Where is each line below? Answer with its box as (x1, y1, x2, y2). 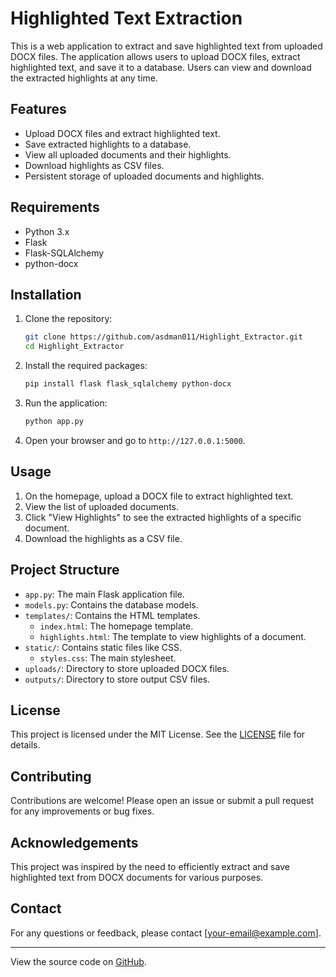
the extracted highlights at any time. (10, 72, 159, 84)
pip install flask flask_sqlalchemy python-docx (24, 379, 232, 389)
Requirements (10, 199, 100, 216)
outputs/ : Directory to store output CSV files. (24, 673, 210, 685)
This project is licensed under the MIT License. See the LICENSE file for (10, 728, 306, 741)
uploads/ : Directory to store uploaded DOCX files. (24, 662, 230, 674)
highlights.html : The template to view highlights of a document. (39, 630, 307, 642)
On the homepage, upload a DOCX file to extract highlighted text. (24, 490, 294, 502)
